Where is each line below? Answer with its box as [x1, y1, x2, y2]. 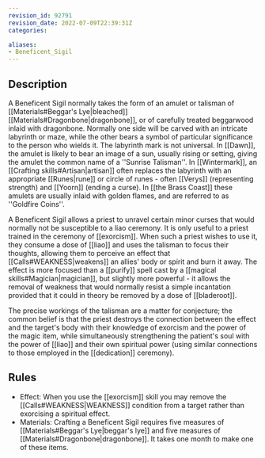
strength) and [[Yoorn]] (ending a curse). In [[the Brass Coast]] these [8, 182, 233, 192]
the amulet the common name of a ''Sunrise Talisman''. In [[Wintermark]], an [8, 157, 257, 166]
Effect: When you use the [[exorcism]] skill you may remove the [19, 391, 227, 401]
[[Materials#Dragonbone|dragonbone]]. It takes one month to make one [19, 433, 254, 444]
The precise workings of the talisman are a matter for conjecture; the [8, 306, 233, 315]
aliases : [8, 40, 37, 48]
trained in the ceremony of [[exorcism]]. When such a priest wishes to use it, [8, 231, 259, 241]
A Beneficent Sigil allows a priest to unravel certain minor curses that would [8, 215, 255, 224]
